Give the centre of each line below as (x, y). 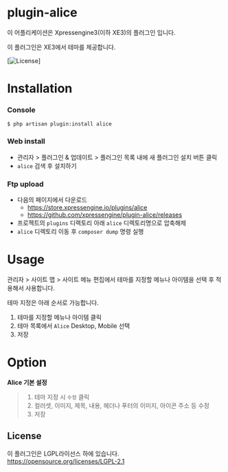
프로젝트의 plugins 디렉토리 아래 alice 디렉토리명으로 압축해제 (102, 223)
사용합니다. (40, 288)
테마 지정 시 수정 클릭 (62, 397)
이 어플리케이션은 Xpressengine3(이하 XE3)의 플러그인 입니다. (91, 32)
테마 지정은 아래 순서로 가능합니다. (53, 303)
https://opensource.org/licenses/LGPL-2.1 (66, 461)
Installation (40, 89)
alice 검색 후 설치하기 (47, 165)
